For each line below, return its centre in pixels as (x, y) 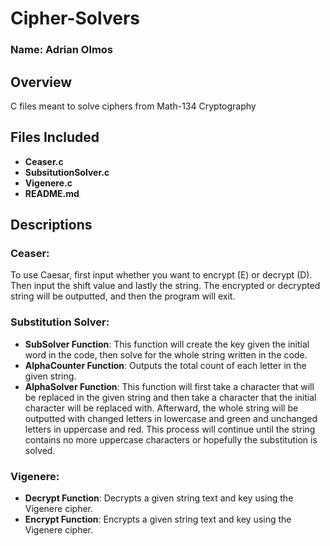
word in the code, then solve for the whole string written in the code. (166, 354)
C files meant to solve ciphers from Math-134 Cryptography (133, 106)
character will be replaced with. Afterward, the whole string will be (161, 408)
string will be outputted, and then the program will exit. (123, 296)
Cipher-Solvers (75, 18)
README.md (52, 193)
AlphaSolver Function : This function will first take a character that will (169, 386)
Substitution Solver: (60, 322)
